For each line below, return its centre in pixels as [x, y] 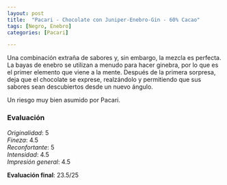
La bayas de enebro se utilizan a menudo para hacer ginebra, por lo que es [113, 65]
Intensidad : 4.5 [28, 154]
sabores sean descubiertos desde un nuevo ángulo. [80, 87]
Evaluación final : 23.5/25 [43, 175]
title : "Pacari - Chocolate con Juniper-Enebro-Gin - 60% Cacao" [104, 20]
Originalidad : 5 [28, 132]
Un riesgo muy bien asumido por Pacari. [64, 100]
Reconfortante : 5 [31, 147]
